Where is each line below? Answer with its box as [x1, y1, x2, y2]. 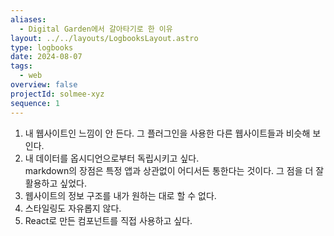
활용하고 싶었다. [24, 177, 87, 189]
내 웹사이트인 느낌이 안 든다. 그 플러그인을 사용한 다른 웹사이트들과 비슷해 [24, 127, 311, 139]
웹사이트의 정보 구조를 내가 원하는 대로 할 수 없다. [24, 189, 217, 201]
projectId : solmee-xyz [10, 89, 105, 99]
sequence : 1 [10, 98, 60, 108]
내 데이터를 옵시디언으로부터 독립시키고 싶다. [24, 152, 200, 164]
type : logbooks [10, 42, 74, 53]
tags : [10, 61, 33, 71]
